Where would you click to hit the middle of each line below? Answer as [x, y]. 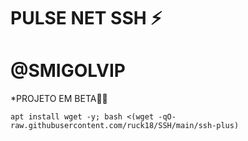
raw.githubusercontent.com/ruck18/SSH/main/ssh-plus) [125, 126]
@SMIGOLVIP [68, 71]
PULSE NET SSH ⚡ [86, 18]
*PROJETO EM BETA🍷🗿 [59, 99]
